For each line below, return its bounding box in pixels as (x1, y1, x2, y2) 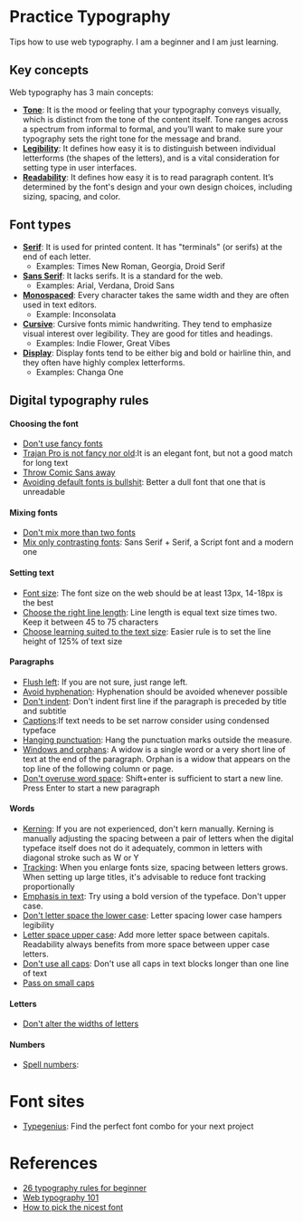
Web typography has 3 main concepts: (9, 86, 154, 97)
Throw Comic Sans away (22, 467, 116, 478)
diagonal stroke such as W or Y (22, 852, 139, 863)
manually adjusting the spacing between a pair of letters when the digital (22, 832, 294, 844)
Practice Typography (9, 6, 171, 27)
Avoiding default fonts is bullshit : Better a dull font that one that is (22, 477, 266, 488)
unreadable (22, 487, 66, 498)
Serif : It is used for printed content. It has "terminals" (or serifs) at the (22, 241, 283, 252)
